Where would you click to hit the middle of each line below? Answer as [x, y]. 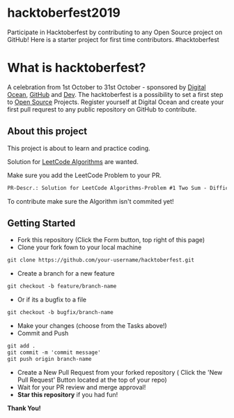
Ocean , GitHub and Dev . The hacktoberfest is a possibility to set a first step [115, 94]
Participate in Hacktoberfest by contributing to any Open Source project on [115, 32]
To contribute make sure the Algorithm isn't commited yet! [91, 201]
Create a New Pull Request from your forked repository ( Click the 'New [120, 372]
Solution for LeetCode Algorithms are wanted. [73, 161]
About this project [47, 132]
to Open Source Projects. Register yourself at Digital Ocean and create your [116, 102]
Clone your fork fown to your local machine [79, 247]
